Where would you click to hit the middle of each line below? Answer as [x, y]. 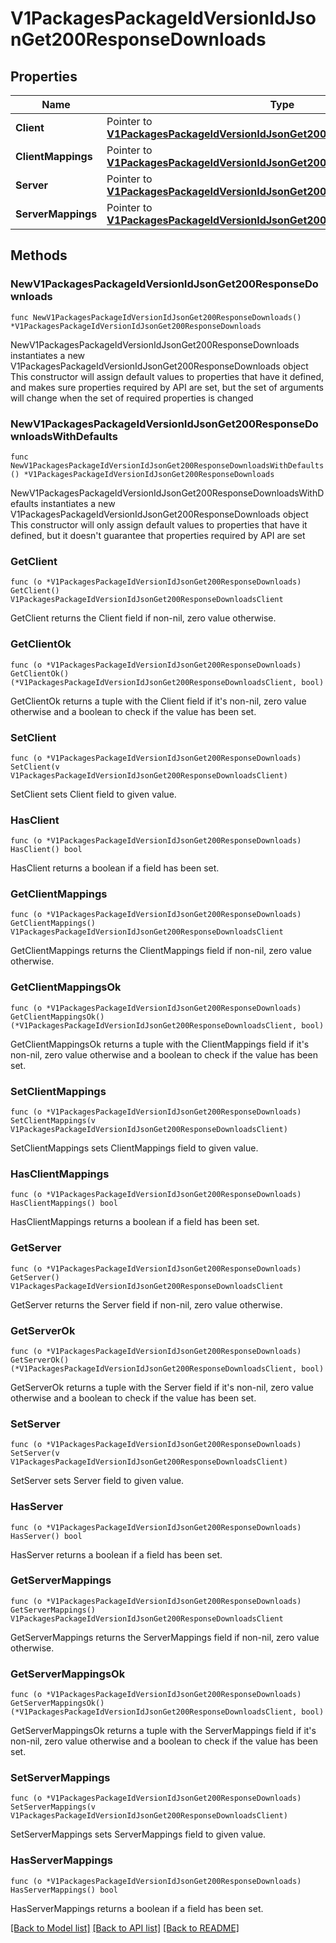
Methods [39, 255]
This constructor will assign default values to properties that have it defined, [167, 376]
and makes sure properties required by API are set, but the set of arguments [167, 387]
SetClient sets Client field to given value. [93, 794]
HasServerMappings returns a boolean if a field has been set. [137, 1908]
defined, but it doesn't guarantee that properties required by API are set [158, 535]
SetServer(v [35, 1453]
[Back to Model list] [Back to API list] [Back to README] [125, 1928]
